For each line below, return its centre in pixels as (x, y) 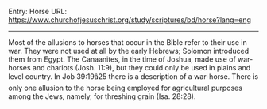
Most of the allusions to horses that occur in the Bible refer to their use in (128, 42)
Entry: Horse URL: (38, 11)
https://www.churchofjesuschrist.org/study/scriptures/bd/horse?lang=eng (130, 20)
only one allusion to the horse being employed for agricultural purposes (125, 88)
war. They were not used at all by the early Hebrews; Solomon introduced (129, 51)
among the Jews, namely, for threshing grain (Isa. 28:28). (102, 96)
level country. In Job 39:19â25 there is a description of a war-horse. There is (133, 77)
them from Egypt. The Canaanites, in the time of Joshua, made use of (122, 59)
